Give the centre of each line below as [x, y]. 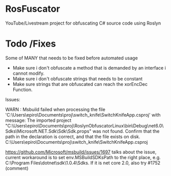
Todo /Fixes [31, 44]
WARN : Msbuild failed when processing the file [55, 109]
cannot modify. [29, 73]
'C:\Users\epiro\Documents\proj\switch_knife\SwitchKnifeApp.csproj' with [83, 115]
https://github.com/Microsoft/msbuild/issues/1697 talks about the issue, [81, 152]
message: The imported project [38, 120]
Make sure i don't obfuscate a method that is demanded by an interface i [89, 68]
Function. [22, 90]
